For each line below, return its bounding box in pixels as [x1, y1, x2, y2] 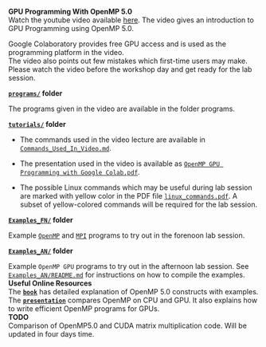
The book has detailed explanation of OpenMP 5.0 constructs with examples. [8, 287, 259, 296]
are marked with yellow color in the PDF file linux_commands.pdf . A [19, 191, 237, 200]
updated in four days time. [8, 329, 95, 338]
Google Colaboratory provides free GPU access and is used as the [8, 39, 227, 49]
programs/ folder [8, 89, 63, 98]
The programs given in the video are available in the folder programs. [8, 104, 236, 113]
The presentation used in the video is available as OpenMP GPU [19, 159, 221, 168]
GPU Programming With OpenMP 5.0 [8, 7, 133, 16]
